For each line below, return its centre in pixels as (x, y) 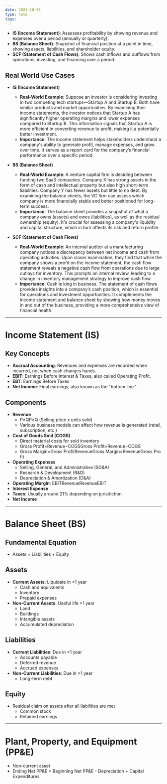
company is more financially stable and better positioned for (81, 201)
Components (26, 402)
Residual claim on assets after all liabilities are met (64, 706)
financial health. (36, 311)
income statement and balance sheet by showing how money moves (90, 300)
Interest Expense (30, 488)
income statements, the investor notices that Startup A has (80, 113)
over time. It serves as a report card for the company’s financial (85, 150)
